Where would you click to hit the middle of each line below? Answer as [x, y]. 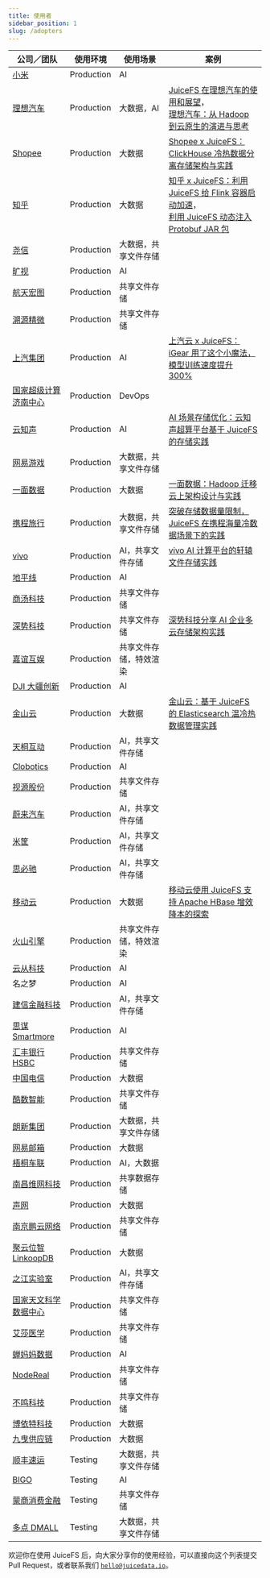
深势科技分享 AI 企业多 [211, 620]
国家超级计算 [37, 390]
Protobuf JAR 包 [199, 229]
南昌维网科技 [37, 1184]
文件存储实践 [193, 563]
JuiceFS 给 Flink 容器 [208, 193]
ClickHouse [190, 154]
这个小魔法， [231, 353]
